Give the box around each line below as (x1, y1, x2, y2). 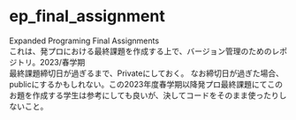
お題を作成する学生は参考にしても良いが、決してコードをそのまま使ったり (9, 90, 280, 101)
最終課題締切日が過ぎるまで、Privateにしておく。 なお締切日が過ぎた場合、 (9, 68, 285, 79)
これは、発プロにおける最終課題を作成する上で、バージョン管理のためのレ (9, 46, 280, 56)
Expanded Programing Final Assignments (9, 35, 160, 46)
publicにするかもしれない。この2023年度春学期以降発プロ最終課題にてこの (9, 79, 283, 89)
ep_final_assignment (9, 6, 165, 26)
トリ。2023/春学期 (16, 56, 86, 67)
